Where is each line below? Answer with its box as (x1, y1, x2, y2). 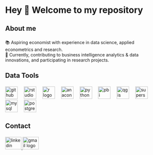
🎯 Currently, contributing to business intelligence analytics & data (5, 52, 139, 57)
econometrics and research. (5, 47, 63, 52)
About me (5, 24, 36, 33)
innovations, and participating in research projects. (5, 57, 109, 63)
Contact (5, 122, 31, 130)
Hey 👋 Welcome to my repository (5, 4, 143, 16)
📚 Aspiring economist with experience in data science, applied (5, 39, 135, 45)
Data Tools (5, 71, 39, 80)
